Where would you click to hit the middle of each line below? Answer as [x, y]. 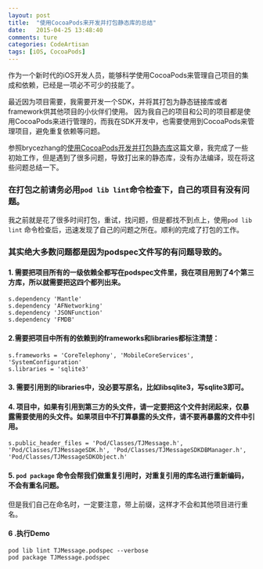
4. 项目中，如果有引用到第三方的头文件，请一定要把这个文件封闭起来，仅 [125, 407]
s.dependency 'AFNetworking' [56, 306]
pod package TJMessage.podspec [59, 557]
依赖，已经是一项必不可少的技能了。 [80, 85]
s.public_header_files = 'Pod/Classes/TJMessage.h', [96, 443]
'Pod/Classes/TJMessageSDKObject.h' [68, 457]
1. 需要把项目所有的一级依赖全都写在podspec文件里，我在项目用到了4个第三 [131, 272]
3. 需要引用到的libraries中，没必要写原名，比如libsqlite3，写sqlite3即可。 [128, 387]
